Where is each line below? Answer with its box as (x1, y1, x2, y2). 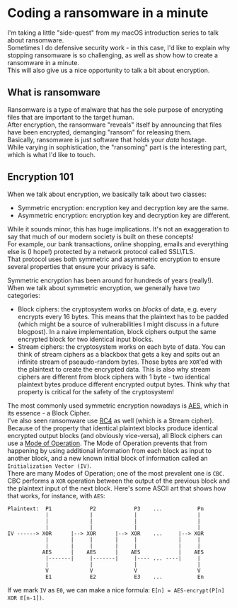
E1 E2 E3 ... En (45, 573, 204, 580)
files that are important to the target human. (7, 113, 134, 121)
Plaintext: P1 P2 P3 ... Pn (7, 505, 204, 512)
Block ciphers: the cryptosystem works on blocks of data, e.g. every (17, 304, 217, 313)
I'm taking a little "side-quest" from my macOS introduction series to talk (7, 28, 219, 37)
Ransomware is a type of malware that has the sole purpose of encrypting (7, 105, 224, 114)
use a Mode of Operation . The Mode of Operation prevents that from (7, 439, 207, 447)
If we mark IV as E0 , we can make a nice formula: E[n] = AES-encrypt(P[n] (7, 585, 225, 594)
